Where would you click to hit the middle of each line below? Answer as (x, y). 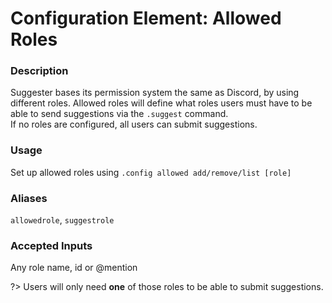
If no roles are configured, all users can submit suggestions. (134, 124)
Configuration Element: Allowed (146, 18)
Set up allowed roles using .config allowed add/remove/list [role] (151, 172)
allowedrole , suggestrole (62, 220)
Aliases (29, 198)
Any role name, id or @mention (74, 268)
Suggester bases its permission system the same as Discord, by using (155, 93)
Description (39, 71)
